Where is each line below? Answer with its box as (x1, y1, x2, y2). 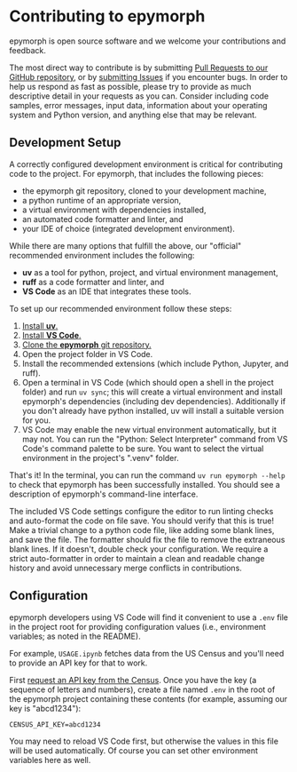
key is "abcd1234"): (9, 703, 82, 713)
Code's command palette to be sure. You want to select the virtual (21, 442, 264, 454)
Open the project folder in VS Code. (21, 348, 153, 359)
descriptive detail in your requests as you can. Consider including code (9, 91, 270, 101)
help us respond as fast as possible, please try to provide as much (9, 81, 252, 92)
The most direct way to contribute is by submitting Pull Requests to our (9, 62, 269, 73)
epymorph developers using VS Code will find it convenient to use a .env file (9, 611, 289, 623)
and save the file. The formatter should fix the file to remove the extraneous (9, 534, 285, 545)
